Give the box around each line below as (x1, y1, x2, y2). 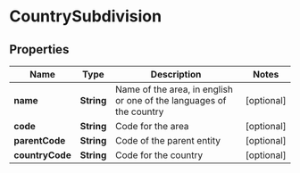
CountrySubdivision (9, 6, 162, 27)
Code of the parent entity (115, 135, 221, 146)
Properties (9, 42, 70, 57)
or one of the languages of (115, 95, 227, 106)
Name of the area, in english (115, 83, 234, 95)
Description (150, 69, 202, 80)
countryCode (13, 149, 71, 161)
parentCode (13, 135, 66, 146)
